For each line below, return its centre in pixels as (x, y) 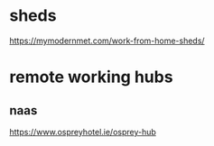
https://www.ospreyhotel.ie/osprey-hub (83, 132)
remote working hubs (91, 77)
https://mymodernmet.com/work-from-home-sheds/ (107, 41)
